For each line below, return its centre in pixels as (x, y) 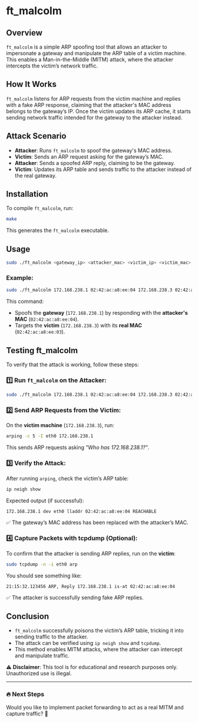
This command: (25, 301)
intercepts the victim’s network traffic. (52, 66)
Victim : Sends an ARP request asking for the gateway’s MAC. (89, 156)
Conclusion (28, 617)
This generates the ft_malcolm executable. (58, 230)
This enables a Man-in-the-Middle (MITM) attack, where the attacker (90, 59)
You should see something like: (44, 576)
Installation (27, 194)
